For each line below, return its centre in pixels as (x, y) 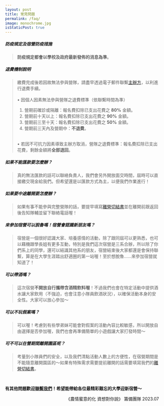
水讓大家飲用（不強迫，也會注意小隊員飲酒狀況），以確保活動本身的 (84, 293)
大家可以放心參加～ (49, 300)
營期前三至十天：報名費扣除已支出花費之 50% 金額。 (77, 122)
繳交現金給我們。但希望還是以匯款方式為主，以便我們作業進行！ (85, 181)
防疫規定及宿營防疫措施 (29, 44)
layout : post (18, 10)
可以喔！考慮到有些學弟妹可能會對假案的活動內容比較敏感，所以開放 (85, 325)
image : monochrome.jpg (28, 23)
